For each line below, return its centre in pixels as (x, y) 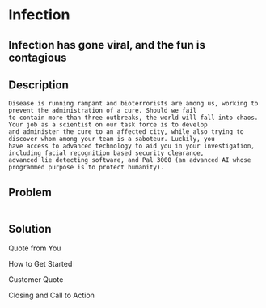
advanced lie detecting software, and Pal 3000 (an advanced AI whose (130, 160)
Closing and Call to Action (52, 295)
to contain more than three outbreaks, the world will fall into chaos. (133, 118)
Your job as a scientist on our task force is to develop (108, 125)
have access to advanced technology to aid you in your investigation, (131, 146)
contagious (38, 57)
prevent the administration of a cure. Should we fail (103, 111)
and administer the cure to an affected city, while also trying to (126, 132)
